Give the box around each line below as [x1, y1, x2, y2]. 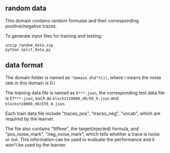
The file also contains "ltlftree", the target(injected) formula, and [5, 126, 139, 132]
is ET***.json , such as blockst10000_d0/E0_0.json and [5, 95, 119, 101]
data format [5, 61, 43, 70]
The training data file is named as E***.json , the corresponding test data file [5, 89, 165, 96]
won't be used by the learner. [5, 142, 67, 148]
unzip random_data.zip [5, 43, 53, 48]
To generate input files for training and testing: [5, 33, 103, 39]
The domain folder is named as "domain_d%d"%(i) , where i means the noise [5, 74, 161, 80]
